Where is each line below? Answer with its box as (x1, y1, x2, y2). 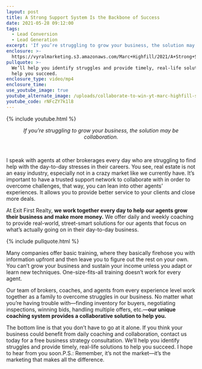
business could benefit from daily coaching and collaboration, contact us (6, 330, 188, 338)
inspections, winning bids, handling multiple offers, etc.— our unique (6, 306, 176, 313)
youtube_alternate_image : (6, 93, 71, 99)
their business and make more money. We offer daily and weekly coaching (6, 213, 194, 220)
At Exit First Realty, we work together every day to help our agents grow (6, 206, 188, 214)
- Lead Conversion (11, 31, 58, 37)
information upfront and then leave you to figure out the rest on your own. (6, 256, 189, 263)
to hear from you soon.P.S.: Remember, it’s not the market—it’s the (6, 349, 171, 356)
